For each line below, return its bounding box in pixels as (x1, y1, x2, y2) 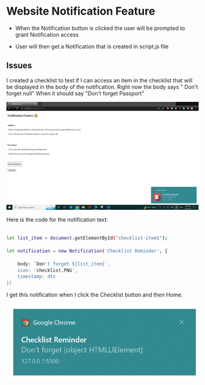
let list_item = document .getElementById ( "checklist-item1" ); (6, 235, 168, 242)
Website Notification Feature (6, 4, 156, 18)
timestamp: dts (17, 273, 56, 280)
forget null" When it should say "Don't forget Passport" (6, 90, 145, 97)
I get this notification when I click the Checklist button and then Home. (6, 291, 183, 298)
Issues (6, 60, 32, 71)
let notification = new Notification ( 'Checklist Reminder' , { (6, 248, 168, 254)
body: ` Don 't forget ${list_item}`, (17, 261, 111, 267)
